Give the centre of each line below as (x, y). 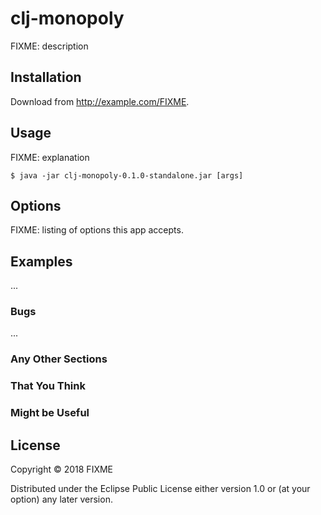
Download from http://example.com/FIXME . (100, 101)
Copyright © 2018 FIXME (62, 469)
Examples (41, 261)
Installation (46, 77)
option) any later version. (61, 499)
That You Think (48, 386)
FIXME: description (49, 46)
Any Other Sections (59, 359)
